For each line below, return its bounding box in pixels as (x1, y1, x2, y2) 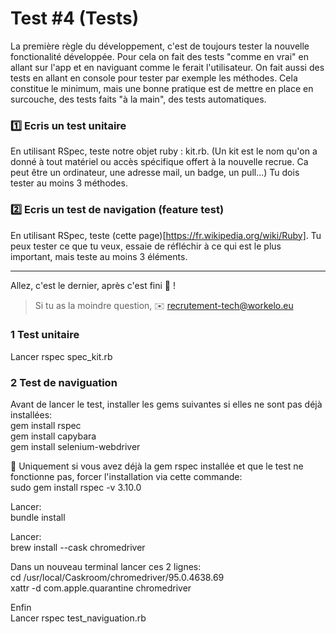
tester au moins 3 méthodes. (10, 177, 128, 189)
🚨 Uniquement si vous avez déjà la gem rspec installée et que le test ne (10, 460, 304, 472)
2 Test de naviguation (10, 375, 118, 389)
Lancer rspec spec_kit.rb (10, 350, 113, 362)
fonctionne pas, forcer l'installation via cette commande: (10, 471, 243, 483)
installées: (10, 409, 53, 421)
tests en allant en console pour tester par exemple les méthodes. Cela (10, 72, 298, 84)
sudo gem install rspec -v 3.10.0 (10, 482, 142, 494)
